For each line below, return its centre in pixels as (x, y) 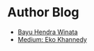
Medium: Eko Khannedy (52, 39)
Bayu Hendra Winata (48, 32)
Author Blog (43, 12)
